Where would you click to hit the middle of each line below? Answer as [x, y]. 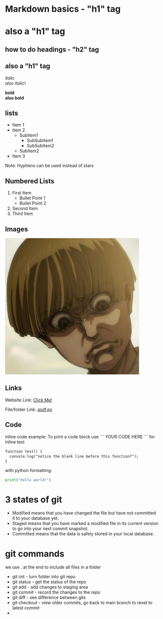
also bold [15, 98]
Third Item [22, 214]
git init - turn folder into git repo [44, 577]
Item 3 [19, 156]
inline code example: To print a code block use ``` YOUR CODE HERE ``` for [80, 436]
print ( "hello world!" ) [28, 480]
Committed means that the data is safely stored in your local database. [83, 534]
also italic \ [15, 83]
